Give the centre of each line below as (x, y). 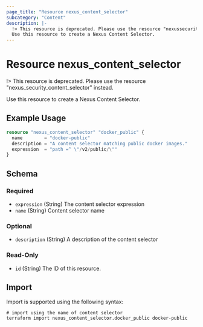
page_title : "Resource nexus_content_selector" (67, 12)
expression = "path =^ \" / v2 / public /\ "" (65, 149)
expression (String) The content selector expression (80, 204)
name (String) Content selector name (60, 210)
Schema (22, 173)
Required (20, 191)
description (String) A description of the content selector (86, 239)
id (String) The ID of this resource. (58, 268)
